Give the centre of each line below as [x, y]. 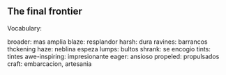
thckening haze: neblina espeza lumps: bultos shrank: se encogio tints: [109, 49]
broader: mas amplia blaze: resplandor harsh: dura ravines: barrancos [107, 42]
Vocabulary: [24, 28]
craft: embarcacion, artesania [50, 64]
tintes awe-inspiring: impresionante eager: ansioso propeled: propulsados [113, 56]
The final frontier [45, 11]
